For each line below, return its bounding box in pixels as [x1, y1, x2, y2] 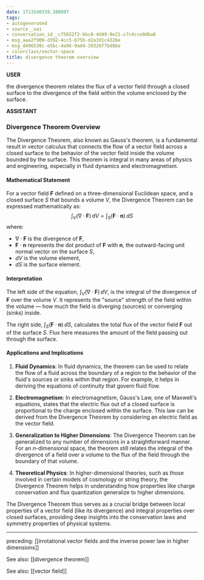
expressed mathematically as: [6, 203, 81, 210]
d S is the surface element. [15, 260, 81, 268]
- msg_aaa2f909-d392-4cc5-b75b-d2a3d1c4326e [6, 37, 121, 43]
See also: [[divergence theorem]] [6, 555, 89, 563]
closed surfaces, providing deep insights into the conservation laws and [6, 513, 186, 520]
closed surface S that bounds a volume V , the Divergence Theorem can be [6, 196, 193, 204]
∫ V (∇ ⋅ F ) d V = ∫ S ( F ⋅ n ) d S [70, 212, 134, 221]
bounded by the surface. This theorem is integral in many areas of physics [6, 156, 192, 163]
